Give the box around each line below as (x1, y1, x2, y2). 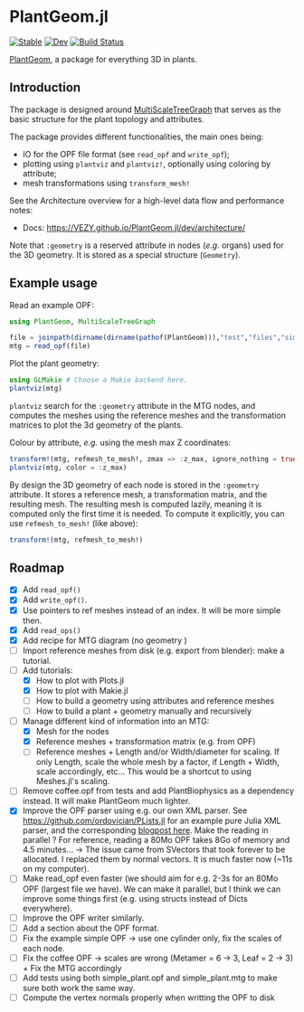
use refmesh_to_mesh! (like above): (9, 517, 138, 528)
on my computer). (22, 864, 90, 875)
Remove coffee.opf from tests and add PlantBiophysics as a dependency (22, 785, 295, 797)
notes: (9, 204, 33, 215)
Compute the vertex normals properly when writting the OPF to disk (22, 992, 275, 1003)
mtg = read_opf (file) (9, 342, 91, 351)
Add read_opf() (22, 584, 81, 595)
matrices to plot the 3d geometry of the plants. (9, 419, 184, 430)
